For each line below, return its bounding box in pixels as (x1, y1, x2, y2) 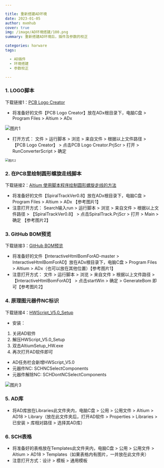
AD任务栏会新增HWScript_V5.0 (12, 359, 75, 365)
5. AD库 (5, 395, 24, 402)
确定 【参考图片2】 (12, 217, 51, 223)
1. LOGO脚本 (5, 87, 34, 94)
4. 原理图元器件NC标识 (5, 298, 59, 304)
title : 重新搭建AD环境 (5, 11, 47, 16)
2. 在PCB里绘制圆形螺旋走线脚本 (5, 170, 82, 177)
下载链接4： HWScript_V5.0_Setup (5, 309, 74, 315)
